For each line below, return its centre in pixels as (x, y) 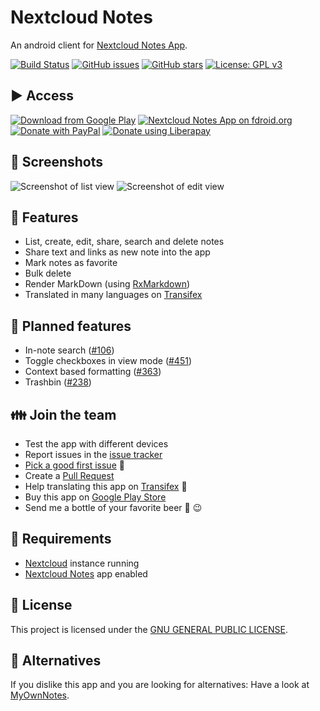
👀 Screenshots (57, 162)
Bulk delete (48, 273)
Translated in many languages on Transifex (113, 295)
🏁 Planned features (71, 326)
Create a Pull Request (69, 475)
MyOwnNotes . (40, 695)
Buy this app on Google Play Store (95, 497)
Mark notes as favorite (71, 263)
